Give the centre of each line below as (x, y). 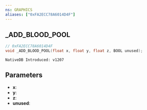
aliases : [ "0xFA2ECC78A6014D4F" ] (40, 14)
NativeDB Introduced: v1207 (35, 60)
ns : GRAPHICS (19, 10)
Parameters (24, 75)
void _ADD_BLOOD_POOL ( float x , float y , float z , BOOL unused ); (74, 51)
